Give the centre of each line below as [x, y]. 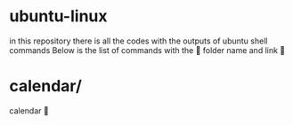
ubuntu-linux [58, 16]
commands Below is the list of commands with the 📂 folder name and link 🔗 [147, 50]
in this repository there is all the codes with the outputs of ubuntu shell [138, 41]
